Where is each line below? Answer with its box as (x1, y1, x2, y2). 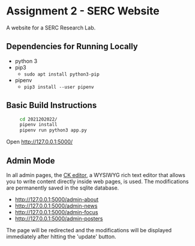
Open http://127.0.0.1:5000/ (6, 138, 73, 145)
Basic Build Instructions (6, 100, 97, 110)
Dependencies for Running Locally (6, 41, 138, 52)
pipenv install (19, 122, 58, 128)
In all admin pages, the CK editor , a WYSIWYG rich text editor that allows (6, 172, 186, 178)
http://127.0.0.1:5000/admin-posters (14, 215, 103, 222)
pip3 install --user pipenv (23, 84, 94, 90)
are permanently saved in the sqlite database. (6, 184, 119, 191)
